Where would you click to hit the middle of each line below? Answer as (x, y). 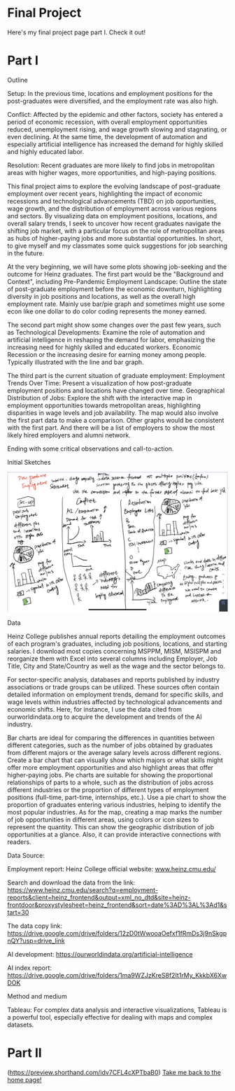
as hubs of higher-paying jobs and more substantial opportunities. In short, (115, 238)
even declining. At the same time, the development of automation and (107, 136)
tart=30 (18, 913)
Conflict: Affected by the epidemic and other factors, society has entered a (115, 114)
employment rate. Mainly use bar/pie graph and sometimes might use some (116, 304)
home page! (24, 1080)
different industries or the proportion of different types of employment (108, 790)
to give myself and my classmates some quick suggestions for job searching (117, 246)
